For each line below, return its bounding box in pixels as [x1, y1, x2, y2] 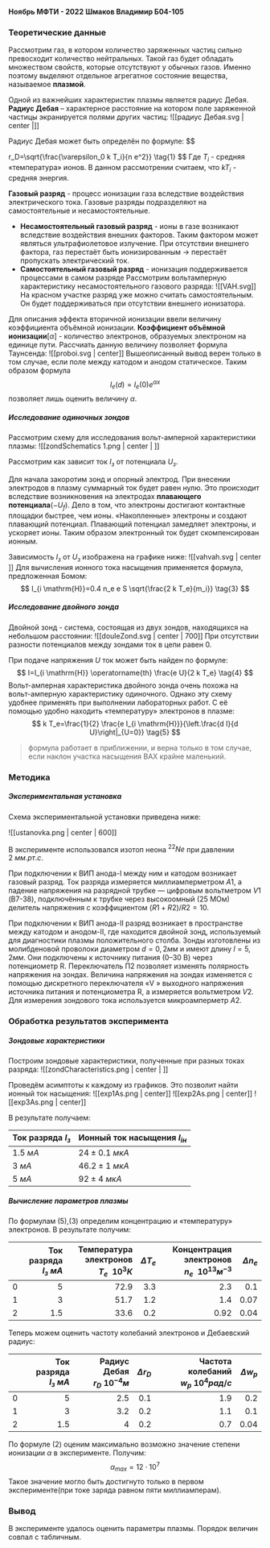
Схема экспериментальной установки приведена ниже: [8, 812, 201, 822]
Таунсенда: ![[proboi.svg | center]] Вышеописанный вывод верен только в [8, 348, 261, 358]
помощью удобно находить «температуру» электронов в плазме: [8, 705, 235, 716]
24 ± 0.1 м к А [78, 1147, 130, 1159]
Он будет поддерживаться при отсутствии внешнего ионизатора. [19, 298, 246, 308]
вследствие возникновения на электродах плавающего [8, 492, 202, 501]
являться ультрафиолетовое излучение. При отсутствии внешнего [19, 238, 249, 248]
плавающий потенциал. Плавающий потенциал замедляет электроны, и [8, 519, 256, 529]
